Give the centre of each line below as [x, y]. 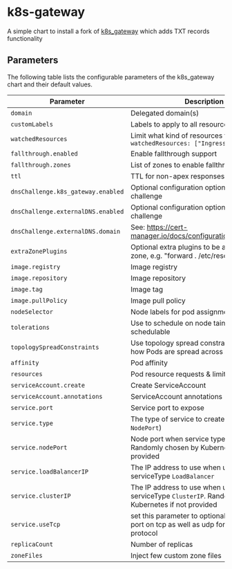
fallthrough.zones [41, 165]
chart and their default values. [50, 84]
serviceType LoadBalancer [172, 476]
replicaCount [32, 544]
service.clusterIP [41, 496]
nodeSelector [32, 311]
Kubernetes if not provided [174, 504]
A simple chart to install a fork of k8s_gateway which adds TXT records [108, 31]
